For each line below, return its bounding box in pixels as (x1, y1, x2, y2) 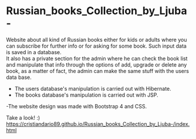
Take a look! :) (6, 114, 40, 121)
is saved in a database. (6, 48, 62, 55)
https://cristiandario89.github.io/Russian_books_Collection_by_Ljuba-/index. (6, 120, 190, 127)
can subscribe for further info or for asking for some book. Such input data (6, 42, 187, 49)
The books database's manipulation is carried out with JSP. (14, 91, 158, 98)
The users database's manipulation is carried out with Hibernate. (14, 85, 171, 92)
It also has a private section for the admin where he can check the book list (6, 55, 188, 62)
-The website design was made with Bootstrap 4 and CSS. (6, 102, 147, 110)
